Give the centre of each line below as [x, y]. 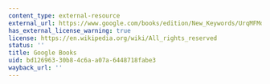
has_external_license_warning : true [70, 30]
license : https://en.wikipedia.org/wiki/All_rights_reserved [113, 38]
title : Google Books [43, 53]
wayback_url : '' [35, 68]
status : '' [27, 46]
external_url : [32, 23]
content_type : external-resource [64, 16]
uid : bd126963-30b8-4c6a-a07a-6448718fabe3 [82, 61]
